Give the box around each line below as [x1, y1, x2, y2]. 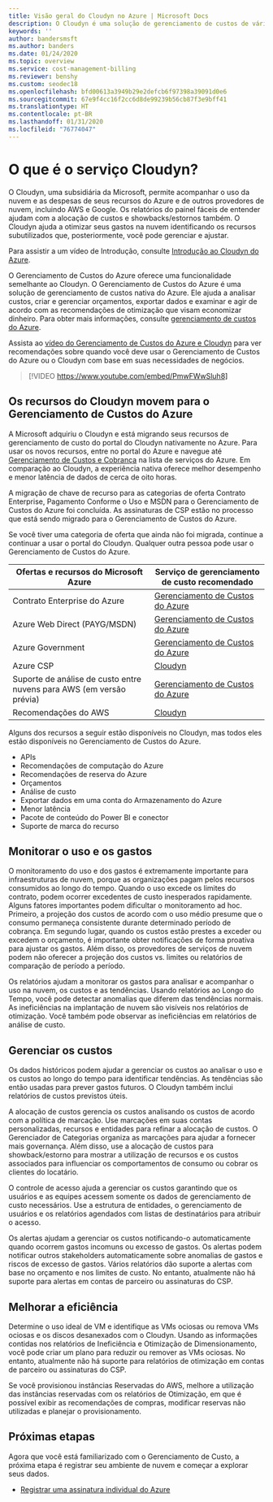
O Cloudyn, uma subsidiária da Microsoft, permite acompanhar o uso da [8, 187, 250, 197]
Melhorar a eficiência [8, 1300, 119, 1313]
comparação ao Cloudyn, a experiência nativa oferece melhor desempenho [8, 463, 262, 473]
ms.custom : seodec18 [8, 80, 79, 88]
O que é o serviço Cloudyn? [8, 160, 199, 179]
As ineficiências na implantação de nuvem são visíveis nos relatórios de [8, 1003, 249, 1013]
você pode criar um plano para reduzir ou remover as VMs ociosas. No [8, 1347, 246, 1357]
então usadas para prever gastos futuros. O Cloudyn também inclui [8, 1083, 233, 1092]
